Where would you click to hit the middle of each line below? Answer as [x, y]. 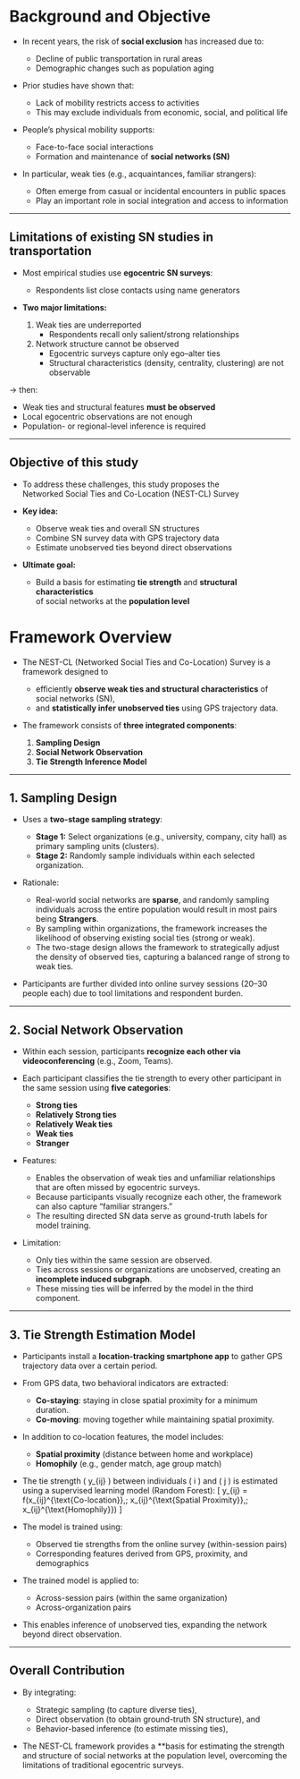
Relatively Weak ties [74, 1124]
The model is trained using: [72, 1527]
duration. [52, 1409]
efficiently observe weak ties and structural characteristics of [152, 689]
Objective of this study [74, 463]
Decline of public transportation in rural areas [119, 58]
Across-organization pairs [83, 1607]
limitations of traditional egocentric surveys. [103, 1765]
